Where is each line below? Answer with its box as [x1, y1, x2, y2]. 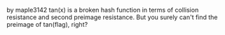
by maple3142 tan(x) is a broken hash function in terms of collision [6, 6, 199, 14]
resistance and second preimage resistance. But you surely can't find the [6, 13, 218, 21]
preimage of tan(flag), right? [6, 21, 88, 28]
